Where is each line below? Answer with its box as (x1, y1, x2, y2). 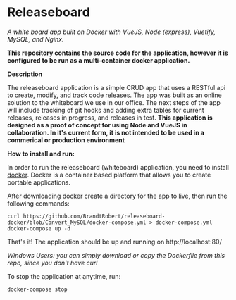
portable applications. (7, 177, 70, 187)
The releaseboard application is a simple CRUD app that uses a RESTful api (7, 83, 226, 92)
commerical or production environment (7, 135, 125, 144)
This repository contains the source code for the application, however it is (7, 49, 229, 57)
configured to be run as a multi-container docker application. (7, 56, 190, 64)
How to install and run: (7, 149, 75, 158)
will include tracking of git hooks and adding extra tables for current (7, 106, 204, 114)
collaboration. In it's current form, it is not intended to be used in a (7, 128, 204, 137)
